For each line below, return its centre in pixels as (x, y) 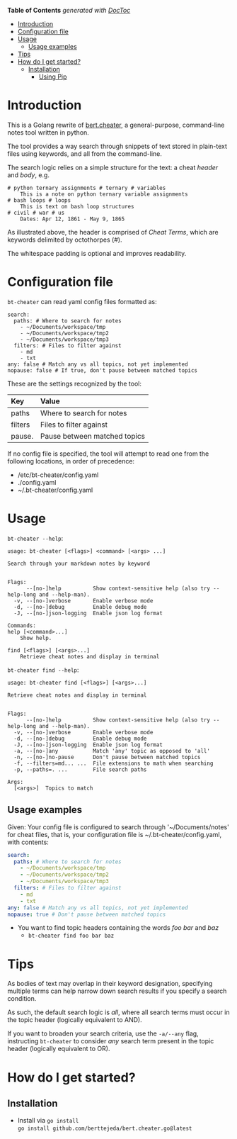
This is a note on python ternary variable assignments (104, 194)
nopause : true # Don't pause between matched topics (87, 914)
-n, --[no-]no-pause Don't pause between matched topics (107, 757)
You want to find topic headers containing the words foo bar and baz (118, 928)
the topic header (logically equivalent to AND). (75, 1020)
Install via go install (48, 1121)
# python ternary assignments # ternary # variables (87, 188)
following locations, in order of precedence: (71, 461)
